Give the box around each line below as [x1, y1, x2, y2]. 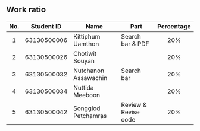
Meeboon [73, 91, 100, 99]
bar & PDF [121, 40, 149, 48]
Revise [121, 108, 140, 116]
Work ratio [6, 5, 46, 15]
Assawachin [73, 74, 108, 82]
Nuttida [73, 83, 94, 91]
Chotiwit [73, 49, 97, 57]
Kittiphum [73, 32, 101, 40]
